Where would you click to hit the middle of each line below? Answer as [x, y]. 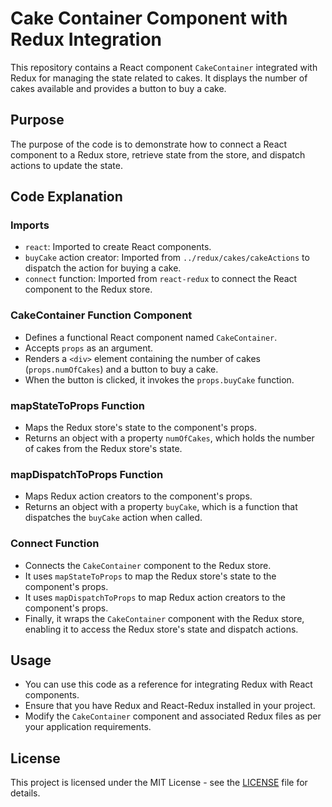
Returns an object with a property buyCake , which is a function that [161, 507]
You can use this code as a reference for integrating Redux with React [168, 684]
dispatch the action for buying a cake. [103, 268]
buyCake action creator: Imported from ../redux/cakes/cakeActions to [167, 258]
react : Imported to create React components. [118, 247]
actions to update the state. [66, 165]
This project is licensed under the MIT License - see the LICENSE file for [159, 783]
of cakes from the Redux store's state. [103, 449]
